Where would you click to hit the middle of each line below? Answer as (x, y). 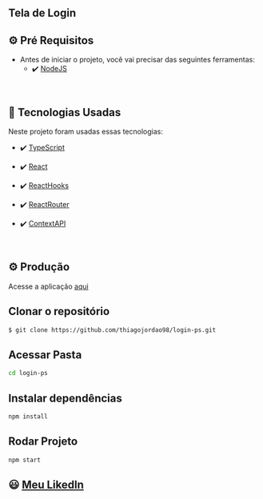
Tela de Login (42, 13)
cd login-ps (28, 373)
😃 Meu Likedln (46, 484)
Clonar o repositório (59, 311)
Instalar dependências (65, 398)
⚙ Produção (39, 267)
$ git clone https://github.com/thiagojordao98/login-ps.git (112, 330)
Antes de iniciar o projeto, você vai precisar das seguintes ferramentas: (137, 60)
